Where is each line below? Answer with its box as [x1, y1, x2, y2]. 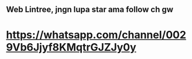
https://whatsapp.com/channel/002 [6, 28, 186, 41]
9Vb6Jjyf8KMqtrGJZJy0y [6, 40, 136, 54]
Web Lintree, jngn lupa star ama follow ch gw [6, 5, 174, 15]
